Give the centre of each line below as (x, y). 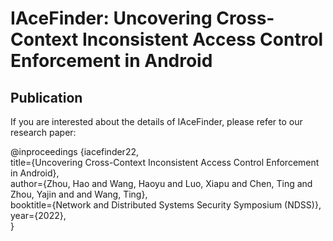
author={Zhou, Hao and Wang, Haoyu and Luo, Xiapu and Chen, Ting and (161, 183)
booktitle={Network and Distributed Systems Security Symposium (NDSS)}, (166, 205)
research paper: (43, 132)
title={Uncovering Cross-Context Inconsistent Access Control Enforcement (165, 162)
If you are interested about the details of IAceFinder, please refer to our (156, 121)
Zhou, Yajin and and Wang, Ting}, (79, 194)
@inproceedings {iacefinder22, (74, 151)
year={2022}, (38, 215)
